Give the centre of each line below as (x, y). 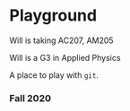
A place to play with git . (54, 75)
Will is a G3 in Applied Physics (65, 57)
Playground (53, 16)
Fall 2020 (30, 98)
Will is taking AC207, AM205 (61, 40)
